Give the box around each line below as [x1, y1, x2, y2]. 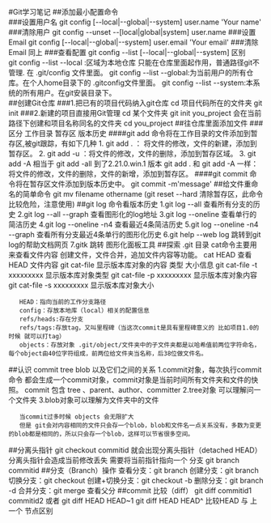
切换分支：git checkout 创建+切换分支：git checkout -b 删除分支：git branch [8, 476, 264, 485]
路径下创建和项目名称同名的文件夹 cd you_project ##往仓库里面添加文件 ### [8, 118, 264, 128]
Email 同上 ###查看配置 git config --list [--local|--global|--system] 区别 [8, 48, 246, 57]
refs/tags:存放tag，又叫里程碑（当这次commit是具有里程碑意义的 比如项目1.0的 [19, 324, 260, 332]
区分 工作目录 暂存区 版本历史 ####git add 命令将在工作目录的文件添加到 [8, 129, 251, 138]
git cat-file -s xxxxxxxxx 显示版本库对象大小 [8, 280, 155, 290]
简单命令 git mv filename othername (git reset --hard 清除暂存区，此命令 [22, 189, 264, 198]
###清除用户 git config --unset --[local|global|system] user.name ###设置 [8, 28, 256, 36]
